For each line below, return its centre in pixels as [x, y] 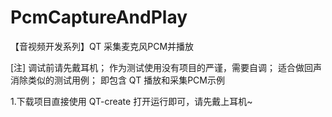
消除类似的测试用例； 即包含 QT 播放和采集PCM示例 [117, 80]
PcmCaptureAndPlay [99, 17]
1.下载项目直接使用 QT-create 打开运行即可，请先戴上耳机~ [131, 101]
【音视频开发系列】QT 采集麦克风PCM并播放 [102, 46]
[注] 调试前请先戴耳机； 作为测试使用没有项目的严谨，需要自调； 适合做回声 [166, 67]
